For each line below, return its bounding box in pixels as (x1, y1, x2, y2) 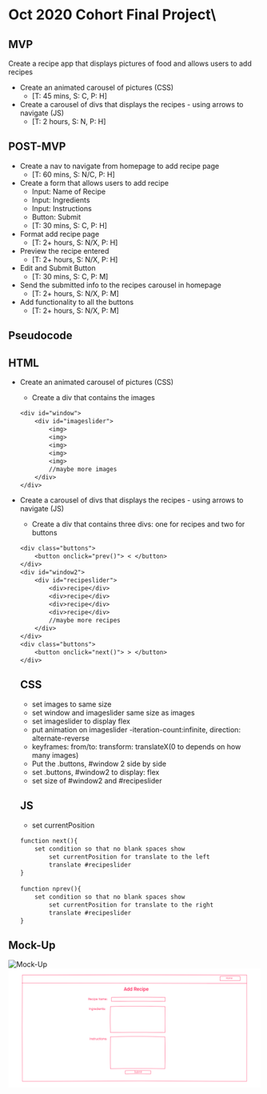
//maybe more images (49, 466, 118, 474)
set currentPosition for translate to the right (49, 900, 214, 909)
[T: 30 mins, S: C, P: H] (31, 220, 108, 230)
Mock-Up (8, 939, 56, 952)
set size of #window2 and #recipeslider (31, 775, 162, 785)
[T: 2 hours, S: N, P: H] (31, 117, 106, 126)
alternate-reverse (31, 733, 90, 743)
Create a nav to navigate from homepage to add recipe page (19, 161, 220, 170)
